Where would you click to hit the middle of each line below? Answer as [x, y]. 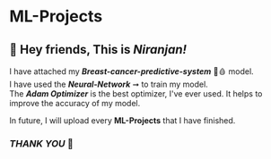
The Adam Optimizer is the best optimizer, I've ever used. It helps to [136, 94]
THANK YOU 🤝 [41, 143]
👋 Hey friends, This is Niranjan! [98, 50]
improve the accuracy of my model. [75, 103]
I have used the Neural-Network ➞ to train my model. [109, 84]
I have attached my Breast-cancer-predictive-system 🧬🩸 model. [131, 71]
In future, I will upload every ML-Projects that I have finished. [122, 121]
